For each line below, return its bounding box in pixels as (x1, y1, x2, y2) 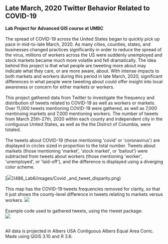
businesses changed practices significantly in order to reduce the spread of (5, 46, 162, 52)
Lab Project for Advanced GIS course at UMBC (5, 25, 104, 31)
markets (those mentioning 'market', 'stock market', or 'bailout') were (5, 148, 148, 154)
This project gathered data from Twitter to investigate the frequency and (5, 94, 154, 100)
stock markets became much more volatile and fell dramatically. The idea (5, 57, 156, 63)
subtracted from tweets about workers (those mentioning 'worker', (5, 153, 143, 159)
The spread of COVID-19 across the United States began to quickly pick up (5, 36, 160, 42)
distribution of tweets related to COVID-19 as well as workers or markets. (5, 100, 156, 106)
